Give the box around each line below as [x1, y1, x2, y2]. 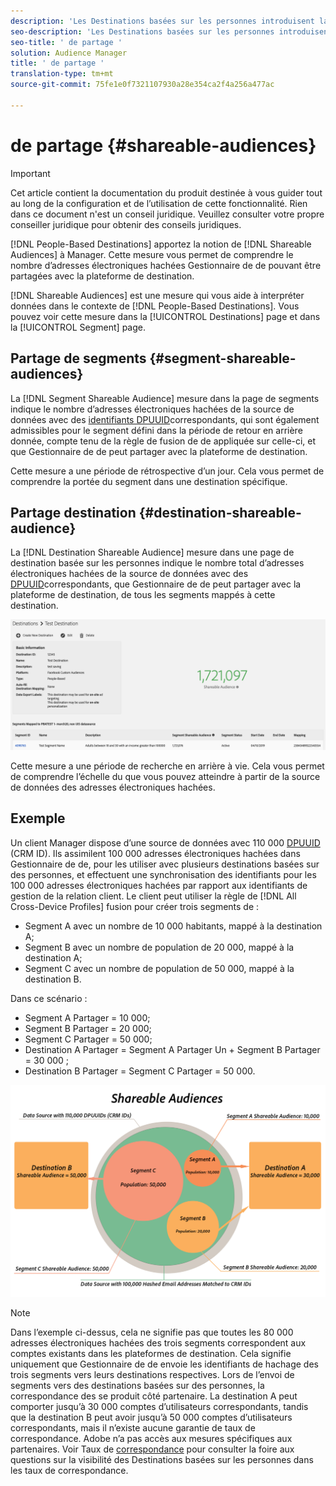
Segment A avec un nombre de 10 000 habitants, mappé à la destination [24, 920, 323, 932]
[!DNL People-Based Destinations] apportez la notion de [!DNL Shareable [10, 238, 312, 250]
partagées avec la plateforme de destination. [10, 270, 195, 282]
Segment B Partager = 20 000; [24, 1022, 152, 1034]
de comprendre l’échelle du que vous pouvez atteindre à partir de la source [10, 771, 321, 782]
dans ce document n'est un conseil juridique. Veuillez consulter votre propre [10, 208, 325, 220]
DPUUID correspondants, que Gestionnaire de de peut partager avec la [10, 578, 302, 590]
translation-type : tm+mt [10, 69, 114, 79]
